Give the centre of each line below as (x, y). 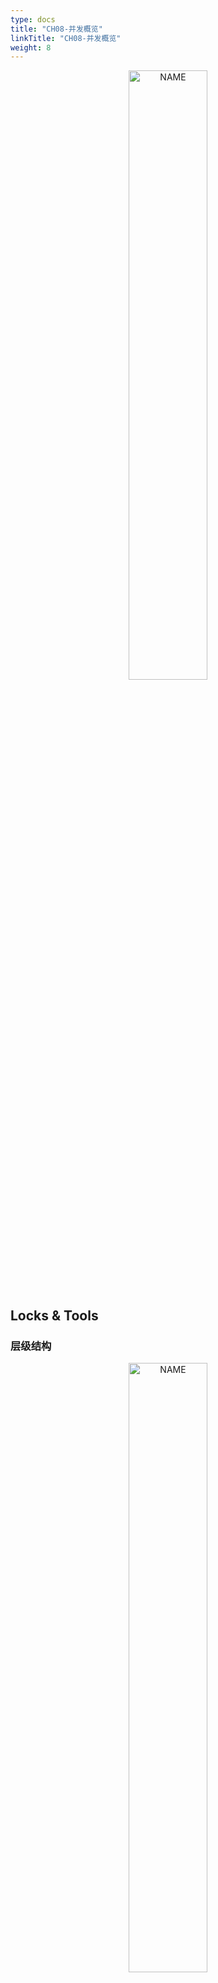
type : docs (33, 19)
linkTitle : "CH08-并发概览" (66, 38)
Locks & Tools (54, 1315)
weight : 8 (31, 47)
